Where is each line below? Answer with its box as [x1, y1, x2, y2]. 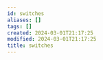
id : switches [7, 10, 45, 17]
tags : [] [7, 23, 32, 30]
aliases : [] [7, 17, 41, 23]
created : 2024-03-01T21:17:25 [7, 29, 94, 37]
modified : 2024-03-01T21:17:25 [7, 36, 97, 43]
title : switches [7, 42, 54, 49]
